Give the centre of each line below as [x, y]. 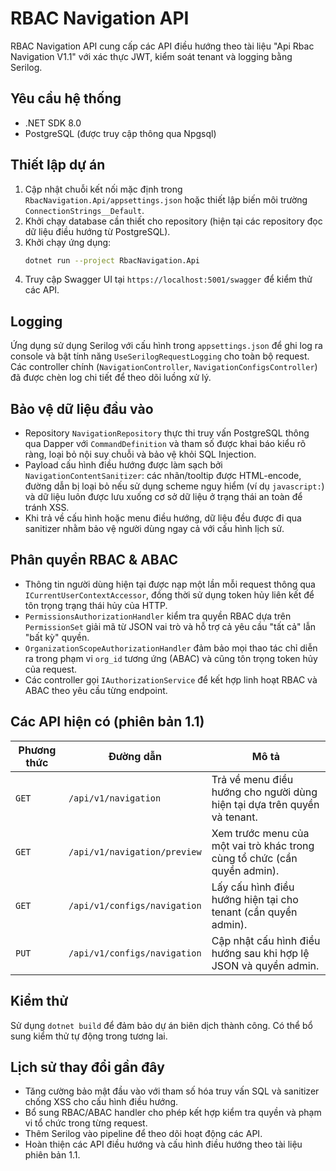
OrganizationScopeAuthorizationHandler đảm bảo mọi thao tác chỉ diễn [171, 648]
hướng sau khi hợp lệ [260, 953]
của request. [51, 669]
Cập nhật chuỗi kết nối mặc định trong [103, 189]
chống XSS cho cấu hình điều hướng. [101, 1102]
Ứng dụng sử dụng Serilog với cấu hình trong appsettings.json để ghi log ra [166, 346]
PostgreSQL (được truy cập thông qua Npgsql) [120, 133]
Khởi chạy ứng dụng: [68, 242]
